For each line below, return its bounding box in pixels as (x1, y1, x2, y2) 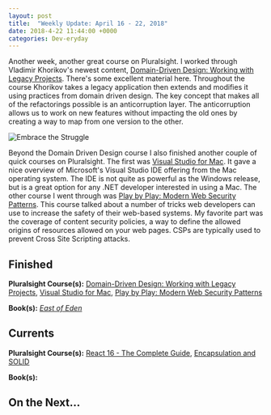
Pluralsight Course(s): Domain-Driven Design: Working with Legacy (8, 279, 236, 289)
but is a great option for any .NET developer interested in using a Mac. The (8, 183, 257, 193)
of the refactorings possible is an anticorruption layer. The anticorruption (8, 100, 251, 109)
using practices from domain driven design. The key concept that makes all (8, 91, 260, 101)
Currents (8, 327, 55, 341)
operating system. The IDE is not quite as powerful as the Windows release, (8, 174, 260, 184)
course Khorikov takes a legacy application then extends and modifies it (8, 83, 248, 92)
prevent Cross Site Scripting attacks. (8, 234, 131, 243)
